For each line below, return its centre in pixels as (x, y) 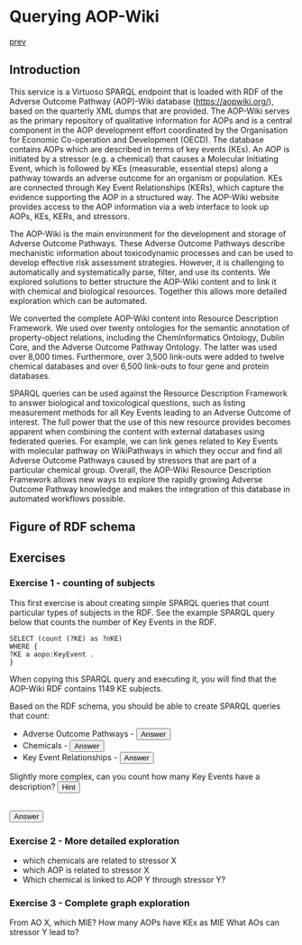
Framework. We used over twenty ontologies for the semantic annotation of (150, 327)
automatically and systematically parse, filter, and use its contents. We (140, 271)
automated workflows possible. (68, 499)
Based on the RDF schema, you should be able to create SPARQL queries (145, 706)
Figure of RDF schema (73, 527)
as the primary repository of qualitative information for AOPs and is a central (151, 120)
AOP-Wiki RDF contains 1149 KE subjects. (87, 688)
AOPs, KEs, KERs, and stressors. (70, 216)
